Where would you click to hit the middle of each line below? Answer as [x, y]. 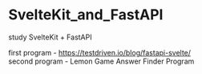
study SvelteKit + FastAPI [50, 37]
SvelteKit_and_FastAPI [86, 15]
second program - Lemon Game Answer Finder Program [101, 61]
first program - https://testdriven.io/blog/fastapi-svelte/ [99, 52]
